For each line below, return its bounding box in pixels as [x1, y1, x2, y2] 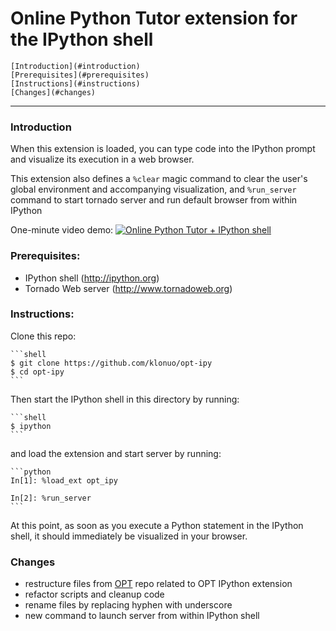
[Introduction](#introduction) [10, 61, 141, 71]
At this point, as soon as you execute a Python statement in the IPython [10, 519, 304, 531]
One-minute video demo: [10, 224, 114, 236]
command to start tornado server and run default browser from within [10, 194, 298, 206]
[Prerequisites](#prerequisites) [10, 70, 150, 80]
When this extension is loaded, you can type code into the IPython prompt [10, 143, 316, 155]
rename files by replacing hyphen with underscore [24, 599, 233, 611]
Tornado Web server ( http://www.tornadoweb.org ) [24, 282, 233, 294]
